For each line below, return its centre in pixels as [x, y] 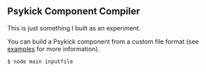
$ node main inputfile [40, 62]
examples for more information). [53, 48]
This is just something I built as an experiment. [74, 28]
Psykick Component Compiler [74, 11]
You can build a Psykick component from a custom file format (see [103, 42]
